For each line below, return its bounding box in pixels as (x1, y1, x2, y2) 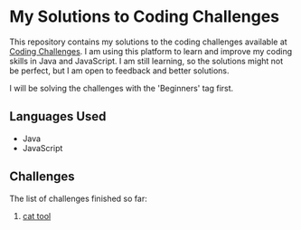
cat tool (22, 210, 52, 221)
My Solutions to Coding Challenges (9, 6, 280, 27)
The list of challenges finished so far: (9, 193, 147, 204)
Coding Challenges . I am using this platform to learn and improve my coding (9, 45, 293, 56)
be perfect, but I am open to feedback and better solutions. (9, 65, 230, 76)
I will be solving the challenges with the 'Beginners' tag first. (9, 82, 234, 93)
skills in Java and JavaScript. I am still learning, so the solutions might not (9, 55, 284, 66)
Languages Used (9, 109, 107, 124)
